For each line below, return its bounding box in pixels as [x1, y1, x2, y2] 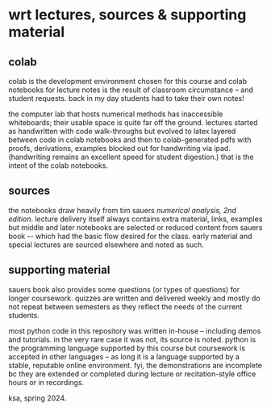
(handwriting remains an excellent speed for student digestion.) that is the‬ [8, 152, 254, 161]
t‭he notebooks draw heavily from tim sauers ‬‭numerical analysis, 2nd [8, 205, 236, 215]
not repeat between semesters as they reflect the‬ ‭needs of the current [8, 301, 243, 312]
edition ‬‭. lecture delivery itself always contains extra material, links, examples [8, 214, 263, 224]
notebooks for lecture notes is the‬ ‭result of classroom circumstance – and [8, 85, 254, 94]
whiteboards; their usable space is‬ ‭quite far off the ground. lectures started [8, 118, 258, 127]
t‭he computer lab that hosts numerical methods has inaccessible [8, 109, 223, 119]
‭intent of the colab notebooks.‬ [8, 161, 109, 170]
